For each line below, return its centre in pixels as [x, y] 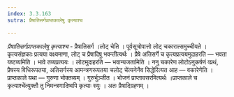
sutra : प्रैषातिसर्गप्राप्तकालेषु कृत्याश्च [45, 20]
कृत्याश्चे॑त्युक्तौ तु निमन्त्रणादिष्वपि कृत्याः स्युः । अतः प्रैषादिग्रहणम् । [78, 85]
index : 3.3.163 [29, 14]
